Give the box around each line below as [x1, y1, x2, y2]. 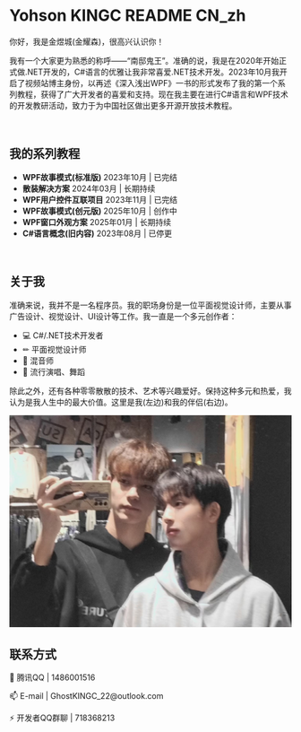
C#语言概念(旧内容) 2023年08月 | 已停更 [21, 228, 173, 239]
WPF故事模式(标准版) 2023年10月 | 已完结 [21, 171, 177, 182]
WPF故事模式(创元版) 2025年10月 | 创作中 [21, 205, 177, 216]
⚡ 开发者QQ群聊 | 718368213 [9, 712, 116, 723]
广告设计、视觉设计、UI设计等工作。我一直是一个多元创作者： [9, 310, 237, 321]
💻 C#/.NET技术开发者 [21, 329, 104, 341]
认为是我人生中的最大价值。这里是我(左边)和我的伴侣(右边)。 [9, 396, 233, 407]
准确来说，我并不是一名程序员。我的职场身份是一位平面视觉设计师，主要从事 [9, 300, 292, 310]
